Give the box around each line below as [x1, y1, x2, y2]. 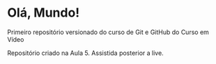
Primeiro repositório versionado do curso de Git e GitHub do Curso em [7, 28, 209, 36]
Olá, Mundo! [7, 5, 80, 21]
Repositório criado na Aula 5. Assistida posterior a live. [7, 49, 164, 57]
